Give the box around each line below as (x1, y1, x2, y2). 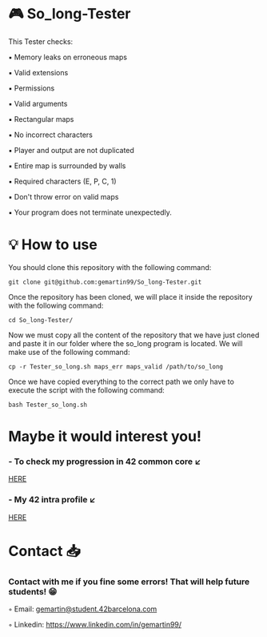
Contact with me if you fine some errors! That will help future (8, 576, 250, 587)
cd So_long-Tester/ (8, 316, 74, 324)
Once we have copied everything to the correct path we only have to (8, 377, 234, 386)
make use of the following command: (8, 347, 130, 357)
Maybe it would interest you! (8, 428, 202, 445)
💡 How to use (8, 236, 98, 254)
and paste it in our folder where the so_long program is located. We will (8, 338, 243, 348)
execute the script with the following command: (8, 385, 165, 395)
